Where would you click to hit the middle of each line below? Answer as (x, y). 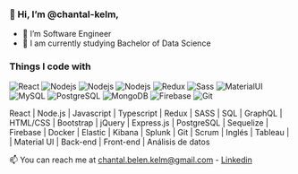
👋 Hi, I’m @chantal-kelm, (64, 14)
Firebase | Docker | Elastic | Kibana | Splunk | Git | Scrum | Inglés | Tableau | (149, 132)
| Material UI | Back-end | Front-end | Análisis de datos (110, 142)
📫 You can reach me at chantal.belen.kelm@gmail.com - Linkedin (131, 160)
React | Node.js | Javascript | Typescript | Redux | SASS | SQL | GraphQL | (146, 113)
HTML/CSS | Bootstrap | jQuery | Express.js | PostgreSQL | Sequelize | (139, 122)
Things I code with (50, 66)
